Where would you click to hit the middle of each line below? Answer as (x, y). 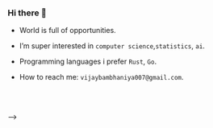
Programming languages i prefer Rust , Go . (88, 62)
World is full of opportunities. (67, 31)
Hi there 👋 (27, 13)
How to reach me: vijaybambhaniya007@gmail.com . (101, 77)
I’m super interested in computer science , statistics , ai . (112, 46)
